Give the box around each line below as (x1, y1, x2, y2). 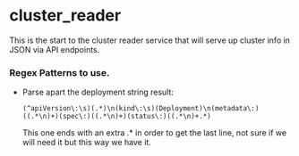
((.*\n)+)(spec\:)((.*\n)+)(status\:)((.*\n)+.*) (21, 112, 212, 121)
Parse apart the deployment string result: (21, 86, 175, 98)
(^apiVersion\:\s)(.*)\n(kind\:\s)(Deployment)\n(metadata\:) (21, 104, 260, 113)
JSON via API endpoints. (9, 44, 100, 54)
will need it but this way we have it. (21, 137, 152, 148)
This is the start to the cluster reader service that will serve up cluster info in (9, 35, 291, 45)
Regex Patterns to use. (9, 66, 110, 78)
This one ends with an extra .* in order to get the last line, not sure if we (21, 127, 287, 138)
